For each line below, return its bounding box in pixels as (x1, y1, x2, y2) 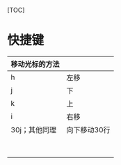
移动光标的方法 (10, 59, 60, 69)
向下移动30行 (66, 125, 111, 134)
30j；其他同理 (10, 125, 57, 134)
